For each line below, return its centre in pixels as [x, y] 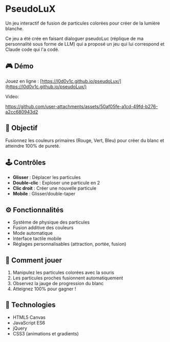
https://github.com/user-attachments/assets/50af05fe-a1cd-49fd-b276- [82, 106]
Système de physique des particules [51, 222]
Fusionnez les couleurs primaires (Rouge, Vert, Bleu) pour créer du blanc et [85, 140]
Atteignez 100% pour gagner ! [44, 289]
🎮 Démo [19, 66]
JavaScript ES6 [29, 323]
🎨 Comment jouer [34, 260]
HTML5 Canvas [29, 317]
